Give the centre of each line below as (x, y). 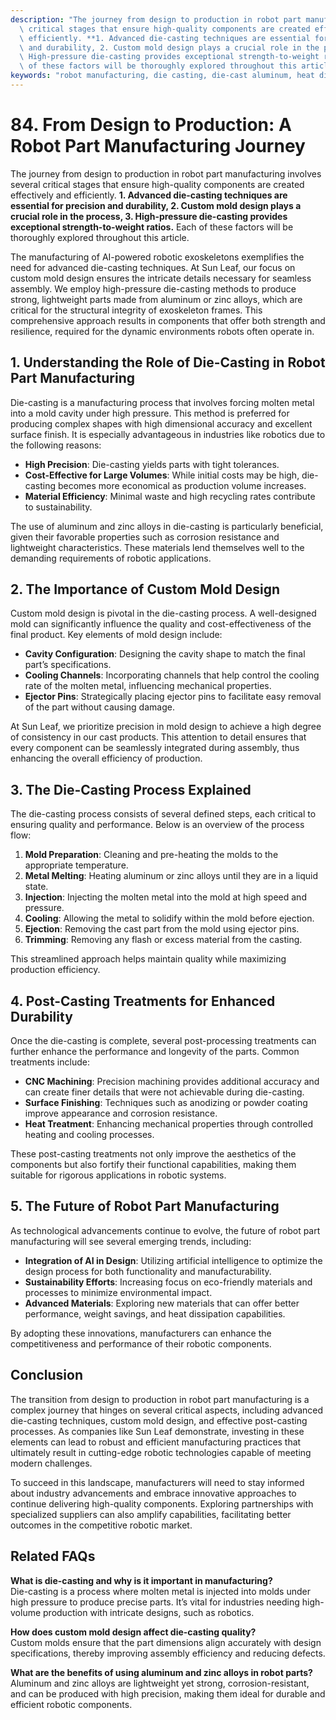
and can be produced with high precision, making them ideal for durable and (168, 1693)
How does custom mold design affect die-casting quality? (133, 1632)
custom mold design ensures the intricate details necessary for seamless (161, 278)
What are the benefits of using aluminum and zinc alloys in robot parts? (161, 1672)
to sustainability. (58, 507)
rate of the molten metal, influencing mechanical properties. (148, 686)
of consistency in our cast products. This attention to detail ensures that (158, 737)
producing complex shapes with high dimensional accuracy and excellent (161, 423)
